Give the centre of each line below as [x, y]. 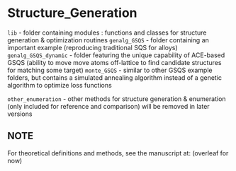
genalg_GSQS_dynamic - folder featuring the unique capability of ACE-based [116, 55]
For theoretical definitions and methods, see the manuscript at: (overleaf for [118, 153]
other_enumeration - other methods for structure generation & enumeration [117, 99]
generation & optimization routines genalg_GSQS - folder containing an [108, 40]
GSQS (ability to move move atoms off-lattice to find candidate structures [114, 62]
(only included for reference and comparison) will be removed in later [109, 106]
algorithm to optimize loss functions [60, 85]
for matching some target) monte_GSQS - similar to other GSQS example [110, 70]
